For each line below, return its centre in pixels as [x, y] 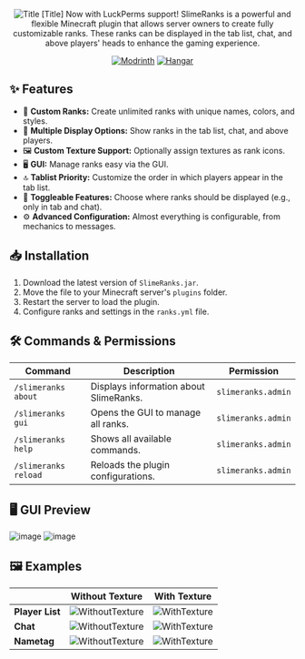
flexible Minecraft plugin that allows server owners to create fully [152, 24]
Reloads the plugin [130, 465]
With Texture [182, 596]
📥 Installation [49, 256]
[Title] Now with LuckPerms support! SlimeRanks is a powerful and [167, 14]
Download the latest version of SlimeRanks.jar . [110, 282]
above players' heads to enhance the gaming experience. [152, 43]
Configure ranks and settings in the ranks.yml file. [116, 311]
